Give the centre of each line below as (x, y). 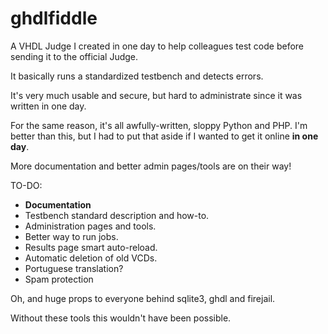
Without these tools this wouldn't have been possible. (121, 318)
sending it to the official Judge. (74, 56)
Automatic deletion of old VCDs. (91, 258)
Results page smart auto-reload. (91, 247)
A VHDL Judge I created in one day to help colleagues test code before (157, 46)
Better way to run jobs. (71, 236)
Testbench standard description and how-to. (117, 215)
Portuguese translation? (74, 268)
